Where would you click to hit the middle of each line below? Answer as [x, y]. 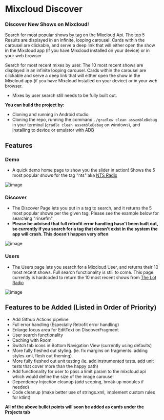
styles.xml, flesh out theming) [42, 355]
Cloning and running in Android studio [50, 115]
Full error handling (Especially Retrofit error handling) [66, 325]
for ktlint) [21, 397]
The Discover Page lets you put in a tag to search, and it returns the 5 [82, 208]
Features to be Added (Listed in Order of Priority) [81, 308]
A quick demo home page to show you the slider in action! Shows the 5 [83, 170]
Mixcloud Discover [44, 9]
